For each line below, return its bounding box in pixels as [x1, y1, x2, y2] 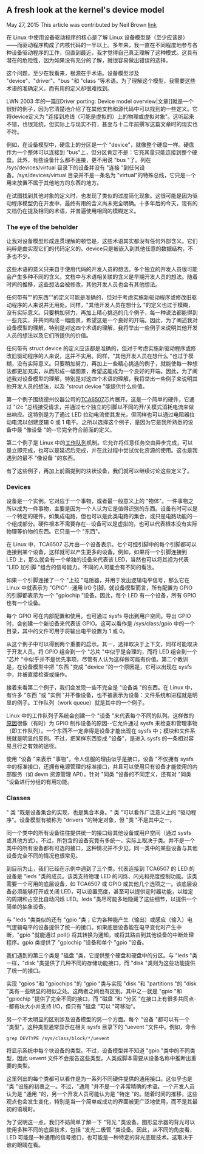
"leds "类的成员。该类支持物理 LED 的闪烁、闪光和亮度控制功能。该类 [23, 872, 197, 879]
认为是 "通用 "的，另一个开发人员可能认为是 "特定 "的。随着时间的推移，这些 [6, 1090, 198, 1097]
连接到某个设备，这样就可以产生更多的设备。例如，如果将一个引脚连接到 [6, 548, 187, 556]
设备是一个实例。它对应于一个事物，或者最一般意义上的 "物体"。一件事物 [6, 498, 188, 505]
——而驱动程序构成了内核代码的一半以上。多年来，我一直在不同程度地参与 [6, 41, 192, 48]
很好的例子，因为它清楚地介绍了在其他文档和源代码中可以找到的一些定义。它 [6, 105, 198, 112]
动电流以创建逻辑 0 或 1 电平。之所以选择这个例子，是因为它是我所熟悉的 [6, 418, 188, 426]
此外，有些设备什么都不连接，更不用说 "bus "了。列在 [16, 156, 152, 163]
